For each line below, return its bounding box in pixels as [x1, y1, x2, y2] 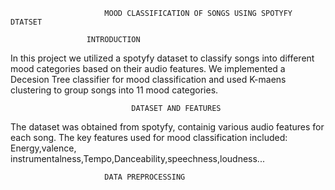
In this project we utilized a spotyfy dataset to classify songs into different [10, 52, 315, 64]
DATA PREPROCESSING [104, 172, 186, 182]
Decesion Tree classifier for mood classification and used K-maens [10, 74, 287, 85]
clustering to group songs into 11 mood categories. [10, 84, 219, 96]
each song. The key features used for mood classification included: [10, 132, 288, 143]
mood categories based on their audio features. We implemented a [10, 63, 286, 74]
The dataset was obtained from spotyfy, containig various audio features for [10, 121, 325, 133]
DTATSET [10, 17, 43, 27]
